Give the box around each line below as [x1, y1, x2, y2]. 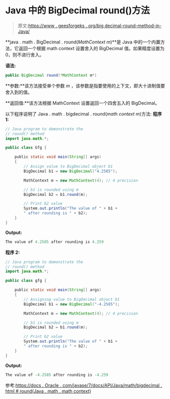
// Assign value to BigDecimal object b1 [23, 164, 113, 169]
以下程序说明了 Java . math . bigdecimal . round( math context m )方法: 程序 [5, 110, 162, 117]
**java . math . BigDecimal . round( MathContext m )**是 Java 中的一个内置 [5, 39, 161, 45]
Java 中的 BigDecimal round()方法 [5, 5, 150, 16]
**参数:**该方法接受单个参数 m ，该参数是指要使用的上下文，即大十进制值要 [5, 82, 165, 88]
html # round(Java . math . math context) [5, 388, 91, 394]
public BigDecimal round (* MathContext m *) [5, 73, 97, 78]
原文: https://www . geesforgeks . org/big [17, 23, 104, 29]
